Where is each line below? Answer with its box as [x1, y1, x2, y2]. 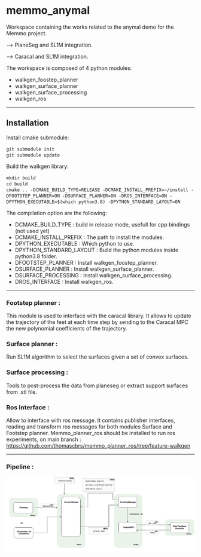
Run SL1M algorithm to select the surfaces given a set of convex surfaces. [6, 353, 189, 360]
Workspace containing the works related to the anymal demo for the [6, 23, 175, 30]
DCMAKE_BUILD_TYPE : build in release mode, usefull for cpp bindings [14, 221, 190, 228]
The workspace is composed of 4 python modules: [6, 64, 132, 72]
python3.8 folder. [14, 252, 58, 260]
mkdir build [6, 175, 36, 181]
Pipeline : [6, 463, 34, 471]
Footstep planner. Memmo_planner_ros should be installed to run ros [6, 429, 175, 436]
